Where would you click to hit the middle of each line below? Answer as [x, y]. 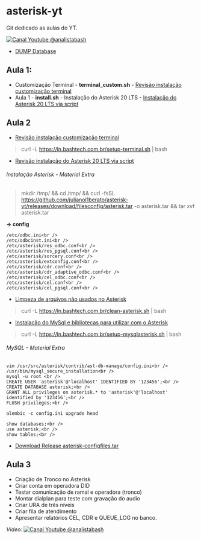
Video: [14, 529]
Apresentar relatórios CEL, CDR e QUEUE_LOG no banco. [86, 517]
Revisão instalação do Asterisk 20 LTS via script [74, 160]
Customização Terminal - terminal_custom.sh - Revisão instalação [98, 84]
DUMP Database [36, 51]
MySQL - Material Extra [36, 348]
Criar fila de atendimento [46, 511]
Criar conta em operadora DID [52, 485]
